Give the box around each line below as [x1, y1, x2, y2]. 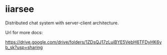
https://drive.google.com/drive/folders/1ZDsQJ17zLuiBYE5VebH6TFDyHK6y [5, 39, 162, 45]
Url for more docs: [5, 29, 43, 35]
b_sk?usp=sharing [5, 44, 43, 50]
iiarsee [5, 3, 34, 15]
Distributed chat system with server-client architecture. [5, 20, 119, 26]
